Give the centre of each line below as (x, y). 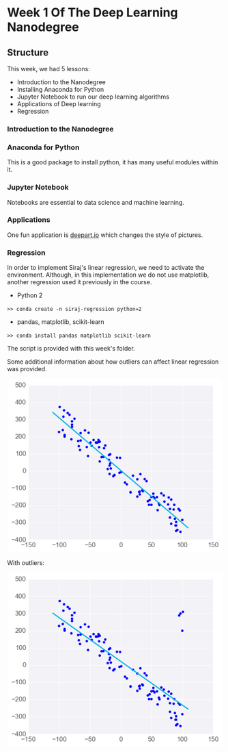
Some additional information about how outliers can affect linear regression (113, 362)
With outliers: (26, 563)
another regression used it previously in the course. (80, 282)
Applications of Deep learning (59, 104)
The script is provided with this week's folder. (71, 349)
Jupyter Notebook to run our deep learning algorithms (93, 97)
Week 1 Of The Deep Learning (93, 13)
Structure (28, 52)
